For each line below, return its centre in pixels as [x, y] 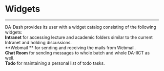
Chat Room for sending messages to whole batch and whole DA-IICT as [77, 53]
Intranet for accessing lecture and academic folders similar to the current [79, 37]
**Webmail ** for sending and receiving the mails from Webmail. [70, 48]
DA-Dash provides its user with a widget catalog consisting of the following [81, 27]
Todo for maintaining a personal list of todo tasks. [55, 63]
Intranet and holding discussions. [39, 42]
